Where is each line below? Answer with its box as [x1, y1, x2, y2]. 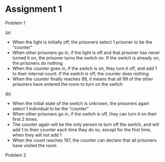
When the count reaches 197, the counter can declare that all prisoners [12, 137, 157, 143]
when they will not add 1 [12, 132, 62, 138]
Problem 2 [5, 152, 26, 158]
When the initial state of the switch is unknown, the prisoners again [12, 100, 150, 106]
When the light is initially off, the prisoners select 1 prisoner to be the [12, 39, 153, 45]
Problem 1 [5, 20, 26, 26]
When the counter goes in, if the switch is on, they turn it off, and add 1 [12, 65, 157, 71]
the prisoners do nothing [12, 60, 63, 66]
